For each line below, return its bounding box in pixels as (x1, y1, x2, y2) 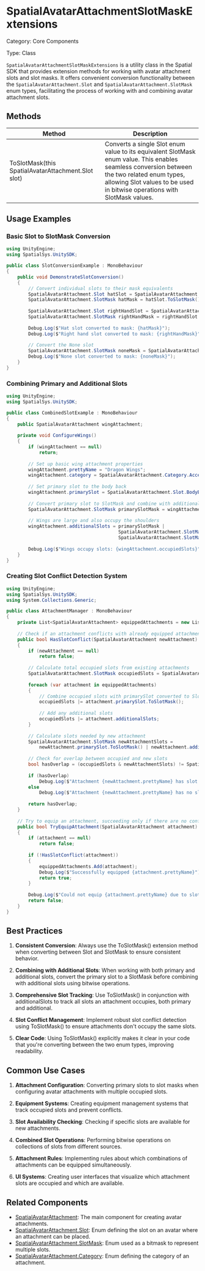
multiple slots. (15, 1246, 51, 1253)
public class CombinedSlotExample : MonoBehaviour (6, 410, 138, 416)
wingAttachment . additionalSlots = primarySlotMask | (28, 523, 165, 529)
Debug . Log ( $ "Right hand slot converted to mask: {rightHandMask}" (28, 331, 201, 337)
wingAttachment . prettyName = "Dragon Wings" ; (28, 466, 146, 473)
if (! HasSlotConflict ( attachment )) (28, 852, 119, 858)
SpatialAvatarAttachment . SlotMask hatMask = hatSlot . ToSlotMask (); (28, 297, 203, 303)
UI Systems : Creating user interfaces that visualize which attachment (15, 1173, 190, 1181)
